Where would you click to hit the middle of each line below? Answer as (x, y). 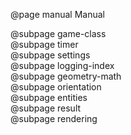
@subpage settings (50, 55)
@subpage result (46, 108)
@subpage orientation (56, 87)
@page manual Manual (57, 14)
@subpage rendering (54, 118)
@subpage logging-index (62, 65)
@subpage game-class (58, 33)
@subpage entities (49, 97)
